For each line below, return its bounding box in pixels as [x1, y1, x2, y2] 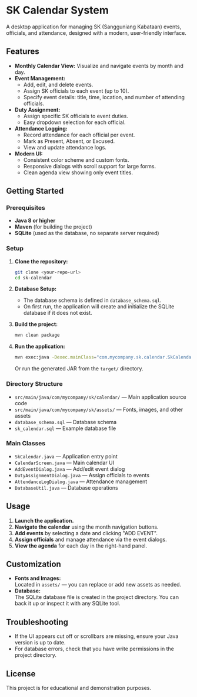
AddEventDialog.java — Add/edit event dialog [14, 465, 125, 473]
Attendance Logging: [14, 125, 68, 132]
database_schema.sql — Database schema [14, 418, 117, 425]
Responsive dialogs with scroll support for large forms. [23, 162, 156, 170]
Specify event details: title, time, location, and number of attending [23, 93, 185, 100]
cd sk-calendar [14, 275, 52, 281]
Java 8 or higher [14, 217, 56, 224]
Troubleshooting [6, 617, 69, 627]
